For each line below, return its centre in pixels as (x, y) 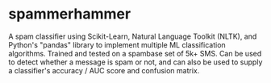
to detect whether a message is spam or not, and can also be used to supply (135, 62)
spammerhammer (70, 14)
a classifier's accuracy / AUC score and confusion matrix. (104, 70)
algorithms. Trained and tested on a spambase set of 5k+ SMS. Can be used (135, 53)
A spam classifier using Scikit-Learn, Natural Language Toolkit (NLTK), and (133, 36)
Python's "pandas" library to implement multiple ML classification (117, 44)
